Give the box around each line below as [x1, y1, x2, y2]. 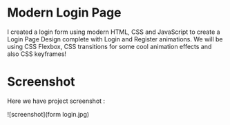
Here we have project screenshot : [7, 97, 106, 105]
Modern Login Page [7, 5, 122, 21]
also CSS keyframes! [7, 50, 67, 58]
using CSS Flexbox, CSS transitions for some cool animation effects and [7, 42, 212, 50]
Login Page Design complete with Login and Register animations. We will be [7, 35, 223, 43]
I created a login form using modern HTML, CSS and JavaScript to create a [7, 28, 220, 36]
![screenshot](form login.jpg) [7, 110, 90, 118]
